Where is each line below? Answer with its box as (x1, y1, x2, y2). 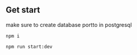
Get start (6, 5, 40, 15)
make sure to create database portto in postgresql (6, 21, 132, 28)
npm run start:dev (6, 43, 53, 50)
